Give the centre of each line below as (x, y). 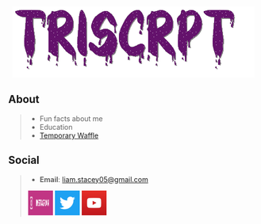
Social (24, 160)
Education (56, 127)
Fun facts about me (71, 118)
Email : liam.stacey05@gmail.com (94, 179)
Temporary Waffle (69, 135)
